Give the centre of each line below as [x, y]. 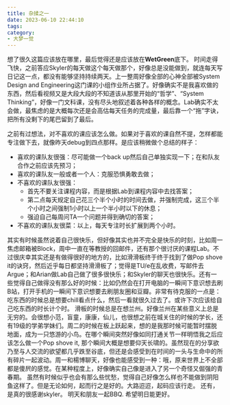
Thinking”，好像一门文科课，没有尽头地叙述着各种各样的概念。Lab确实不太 [113, 102]
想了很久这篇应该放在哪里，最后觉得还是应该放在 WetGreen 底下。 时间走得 [113, 60]
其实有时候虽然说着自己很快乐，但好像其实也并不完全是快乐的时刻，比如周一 [115, 240]
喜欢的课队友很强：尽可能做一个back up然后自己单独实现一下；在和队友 [118, 157]
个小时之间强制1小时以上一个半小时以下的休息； [94, 208]
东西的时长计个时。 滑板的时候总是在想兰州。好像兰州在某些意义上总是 [119, 308]
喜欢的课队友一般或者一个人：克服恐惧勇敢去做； [86, 174]
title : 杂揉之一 [28, 13]
